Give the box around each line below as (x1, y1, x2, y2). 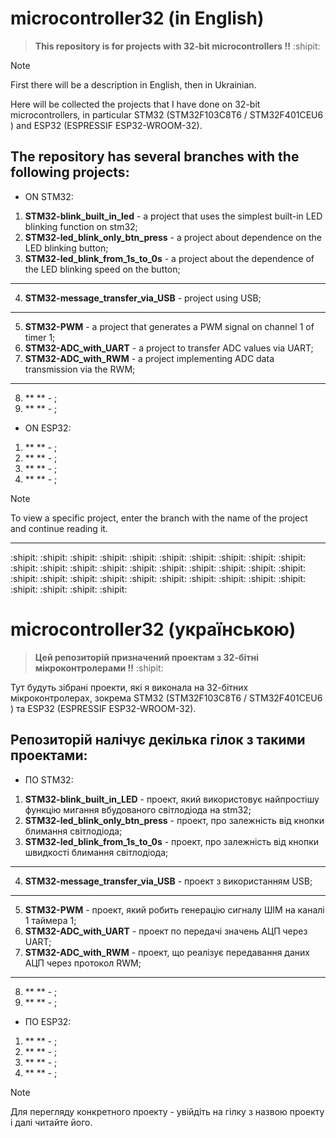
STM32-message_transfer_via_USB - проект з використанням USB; (24, 875, 313, 887)
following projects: (10, 164, 130, 181)
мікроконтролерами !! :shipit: (34, 662, 164, 674)
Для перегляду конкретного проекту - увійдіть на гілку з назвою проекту (10, 1105, 325, 1117)
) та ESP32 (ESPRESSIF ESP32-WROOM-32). (10, 702, 197, 714)
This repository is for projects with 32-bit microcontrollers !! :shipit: (34, 40, 321, 52)
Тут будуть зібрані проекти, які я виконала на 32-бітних (10, 681, 249, 693)
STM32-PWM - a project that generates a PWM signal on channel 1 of (24, 320, 315, 332)
